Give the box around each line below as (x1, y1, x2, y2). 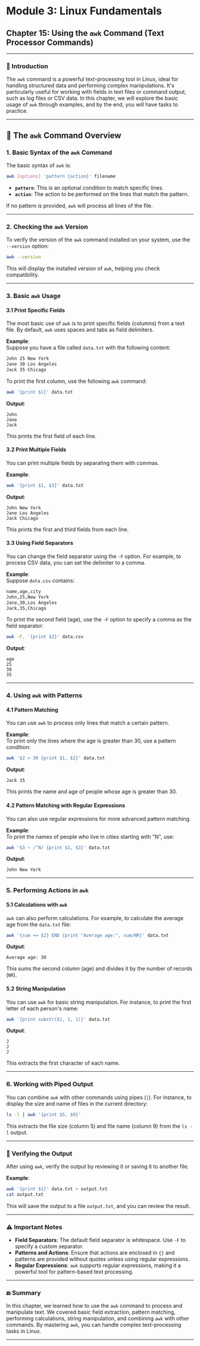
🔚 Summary (6, 1289, 41, 1297)
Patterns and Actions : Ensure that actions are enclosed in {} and (14, 1249, 175, 1256)
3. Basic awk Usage (6, 292, 61, 300)
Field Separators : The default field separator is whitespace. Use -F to (14, 1236, 186, 1243)
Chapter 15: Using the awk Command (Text (6, 28, 165, 38)
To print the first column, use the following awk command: (6, 378, 147, 385)
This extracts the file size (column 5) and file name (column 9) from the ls (6, 1122, 187, 1130)
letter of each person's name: (6, 1005, 79, 1012)
